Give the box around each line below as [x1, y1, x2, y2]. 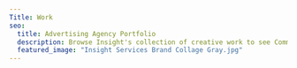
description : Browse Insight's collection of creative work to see [17, 37, 271, 47]
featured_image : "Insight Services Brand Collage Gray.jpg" [17, 46, 243, 55]
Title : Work [9, 12, 53, 22]
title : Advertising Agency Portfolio [17, 29, 156, 38]
